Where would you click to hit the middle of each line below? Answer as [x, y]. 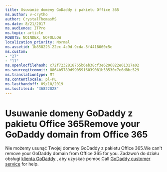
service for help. [22, 164]
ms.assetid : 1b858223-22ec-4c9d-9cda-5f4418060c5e [59, 47]
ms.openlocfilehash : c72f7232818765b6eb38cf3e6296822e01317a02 [72, 65]
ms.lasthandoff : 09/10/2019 [34, 84]
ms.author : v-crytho [27, 14]
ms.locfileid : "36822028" [32, 88]
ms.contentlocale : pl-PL [31, 79]
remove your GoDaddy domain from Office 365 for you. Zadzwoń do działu [82, 154]
